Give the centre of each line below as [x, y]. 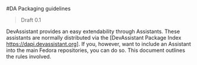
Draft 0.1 [31, 20]
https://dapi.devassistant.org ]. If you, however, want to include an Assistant [99, 44]
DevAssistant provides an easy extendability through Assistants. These [93, 31]
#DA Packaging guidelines [38, 9]
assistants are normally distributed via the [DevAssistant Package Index [94, 38]
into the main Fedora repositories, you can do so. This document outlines [96, 50]
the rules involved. [29, 56]
